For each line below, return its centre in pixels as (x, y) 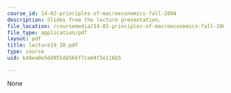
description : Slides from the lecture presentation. (84, 20)
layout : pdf (24, 39)
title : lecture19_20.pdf (43, 45)
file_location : (29, 26)
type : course (26, 52)
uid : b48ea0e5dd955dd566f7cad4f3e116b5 (64, 58)
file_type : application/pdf (47, 32)
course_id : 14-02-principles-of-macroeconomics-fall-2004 (92, 13)
